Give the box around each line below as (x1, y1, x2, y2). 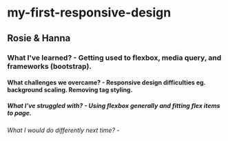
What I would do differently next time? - (7, 126, 120, 135)
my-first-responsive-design (7, 5, 172, 21)
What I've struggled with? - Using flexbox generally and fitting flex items (7, 101, 220, 109)
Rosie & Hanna (7, 32, 71, 44)
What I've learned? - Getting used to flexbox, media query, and (7, 53, 222, 63)
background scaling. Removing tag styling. (7, 86, 133, 94)
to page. (7, 109, 32, 117)
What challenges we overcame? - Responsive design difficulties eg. (7, 78, 206, 87)
